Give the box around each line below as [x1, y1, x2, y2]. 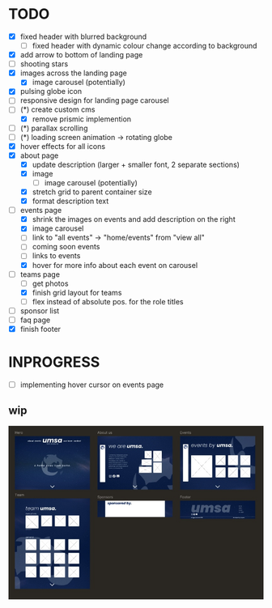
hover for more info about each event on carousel [32, 260, 198, 270]
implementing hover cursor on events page [19, 380, 164, 389]
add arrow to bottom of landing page [19, 50, 143, 60]
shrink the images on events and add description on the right [32, 215, 236, 224]
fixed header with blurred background [19, 32, 147, 41]
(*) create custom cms [19, 104, 96, 114]
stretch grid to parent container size [32, 187, 152, 197]
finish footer [19, 324, 62, 334]
